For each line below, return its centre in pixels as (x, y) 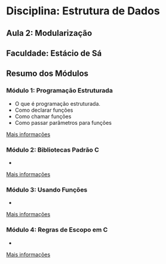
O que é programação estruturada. (57, 103)
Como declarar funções (44, 110)
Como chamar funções (43, 116)
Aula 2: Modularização (49, 33)
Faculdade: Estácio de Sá (54, 53)
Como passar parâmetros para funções (63, 122)
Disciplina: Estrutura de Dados (83, 11)
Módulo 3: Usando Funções (47, 189)
